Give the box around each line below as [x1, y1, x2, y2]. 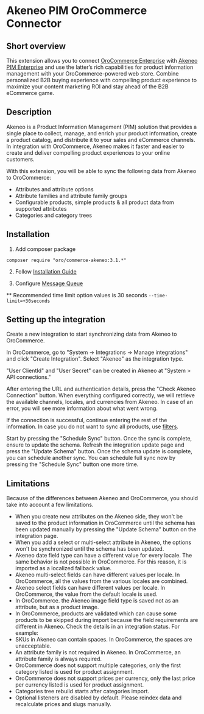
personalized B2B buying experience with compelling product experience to [6, 77, 197, 83]
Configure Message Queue [15, 280, 83, 287]
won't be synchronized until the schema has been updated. [15, 545, 164, 553]
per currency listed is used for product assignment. [15, 681, 144, 688]
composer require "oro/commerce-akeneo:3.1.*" [6, 257, 127, 263]
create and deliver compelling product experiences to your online [6, 149, 171, 156]
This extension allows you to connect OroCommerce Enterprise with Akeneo [6, 57, 198, 64]
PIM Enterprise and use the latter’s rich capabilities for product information [6, 63, 194, 71]
